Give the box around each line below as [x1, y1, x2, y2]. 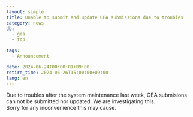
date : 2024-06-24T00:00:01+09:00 [6, 64, 90, 70]
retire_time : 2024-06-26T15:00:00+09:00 [6, 70, 109, 76]
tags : [6, 47, 20, 54]
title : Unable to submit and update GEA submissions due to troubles [6, 14, 184, 20]
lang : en [6, 75, 28, 81]
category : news [6, 20, 44, 26]
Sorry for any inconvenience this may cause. [6, 104, 117, 112]
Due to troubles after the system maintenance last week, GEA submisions [6, 91, 188, 99]
